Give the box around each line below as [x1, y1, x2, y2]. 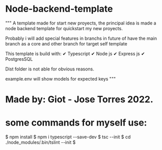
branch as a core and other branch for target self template [5, 40, 127, 46]
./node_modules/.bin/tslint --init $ [5, 139, 76, 145]
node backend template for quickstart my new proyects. [5, 25, 123, 31]
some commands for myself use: [5, 117, 147, 129]
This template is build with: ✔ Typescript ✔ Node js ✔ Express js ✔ [5, 51, 145, 57]
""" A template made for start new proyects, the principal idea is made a [5, 20, 156, 26]
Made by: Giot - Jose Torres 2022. [5, 94, 154, 105]
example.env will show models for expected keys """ [5, 76, 116, 82]
